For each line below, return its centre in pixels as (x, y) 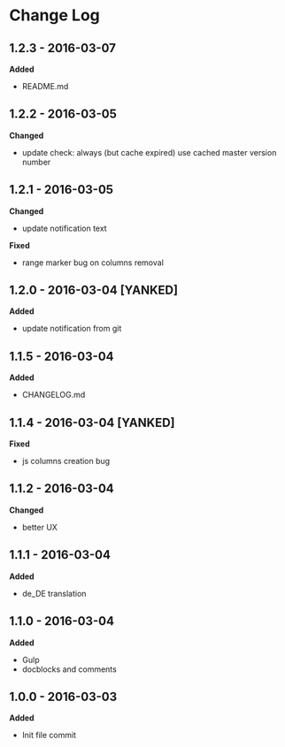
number (36, 162)
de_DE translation (54, 593)
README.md (45, 86)
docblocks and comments (69, 669)
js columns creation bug (66, 461)
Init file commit (49, 736)
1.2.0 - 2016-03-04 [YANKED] (94, 290)
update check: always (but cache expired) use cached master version (149, 152)
